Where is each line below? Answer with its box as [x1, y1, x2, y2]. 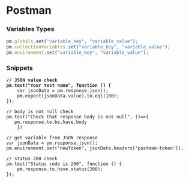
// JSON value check [6, 77, 58, 84]
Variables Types [6, 25, 55, 33]
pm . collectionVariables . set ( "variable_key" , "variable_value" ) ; [6, 44, 170, 50]
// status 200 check [6, 156, 58, 162]
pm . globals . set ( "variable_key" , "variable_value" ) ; [6, 38, 138, 45]
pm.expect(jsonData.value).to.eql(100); [17, 93, 119, 99]
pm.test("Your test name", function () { [6, 83, 112, 89]
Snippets [6, 64, 33, 72]
